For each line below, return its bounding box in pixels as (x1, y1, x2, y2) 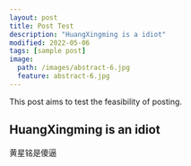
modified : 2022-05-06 (9, 38, 91, 48)
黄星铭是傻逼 (9, 147, 56, 158)
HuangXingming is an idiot (9, 122, 161, 137)
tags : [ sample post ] (9, 47, 87, 56)
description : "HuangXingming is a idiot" (9, 30, 167, 39)
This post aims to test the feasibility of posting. (9, 96, 182, 107)
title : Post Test (9, 22, 74, 31)
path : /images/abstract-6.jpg (17, 64, 130, 73)
